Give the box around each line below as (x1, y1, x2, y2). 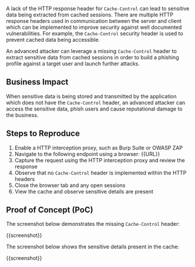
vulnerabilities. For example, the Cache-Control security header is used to (6, 30, 183, 37)
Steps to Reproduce (6, 129, 80, 139)
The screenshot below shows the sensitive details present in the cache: (6, 243, 179, 251)
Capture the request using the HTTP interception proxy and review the (14, 156, 185, 163)
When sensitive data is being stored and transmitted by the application (6, 92, 177, 99)
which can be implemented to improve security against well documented (6, 24, 182, 31)
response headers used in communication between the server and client (6, 18, 182, 24)
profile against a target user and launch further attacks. (6, 60, 140, 67)
